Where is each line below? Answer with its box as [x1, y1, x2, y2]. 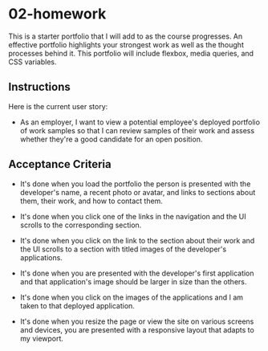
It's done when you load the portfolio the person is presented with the [19, 178, 251, 189]
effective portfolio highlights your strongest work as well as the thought [8, 39, 245, 49]
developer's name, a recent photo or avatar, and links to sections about [19, 187, 256, 197]
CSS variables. [8, 57, 57, 67]
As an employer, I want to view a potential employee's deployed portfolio [19, 117, 261, 127]
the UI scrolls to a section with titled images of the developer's [19, 244, 227, 254]
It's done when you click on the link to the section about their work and [19, 235, 255, 245]
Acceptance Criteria [8, 157, 112, 171]
